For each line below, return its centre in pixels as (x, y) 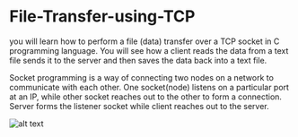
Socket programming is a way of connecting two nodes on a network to (141, 77)
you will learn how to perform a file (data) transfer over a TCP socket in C (145, 41)
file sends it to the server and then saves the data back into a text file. (138, 60)
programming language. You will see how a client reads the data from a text (149, 50)
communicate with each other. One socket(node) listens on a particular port (149, 87)
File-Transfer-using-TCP (102, 17)
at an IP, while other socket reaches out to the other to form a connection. (146, 97)
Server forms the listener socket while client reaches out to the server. (139, 106)
